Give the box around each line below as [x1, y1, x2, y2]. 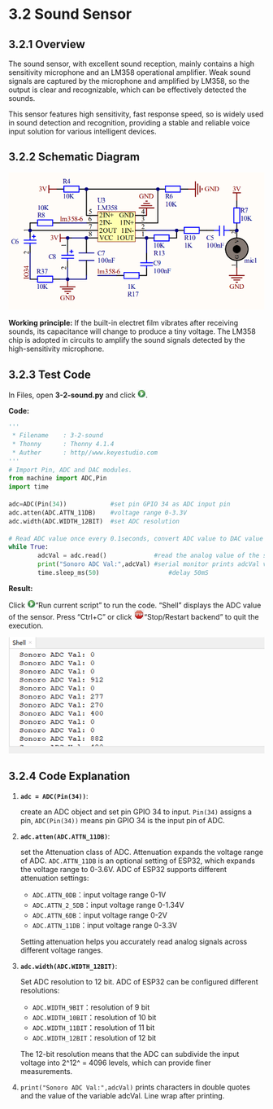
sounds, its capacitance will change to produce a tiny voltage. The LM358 [8, 327, 256, 336]
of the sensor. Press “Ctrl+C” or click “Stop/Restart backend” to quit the [8, 611, 259, 621]
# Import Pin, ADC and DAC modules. [8, 466, 132, 474]
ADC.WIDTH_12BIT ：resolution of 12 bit [32, 1032, 157, 1042]
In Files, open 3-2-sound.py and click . [8, 390, 148, 400]
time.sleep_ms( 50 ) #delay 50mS [37, 569, 209, 577]
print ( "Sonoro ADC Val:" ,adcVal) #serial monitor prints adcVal [37, 560, 260, 568]
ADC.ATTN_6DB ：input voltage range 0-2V [32, 910, 168, 920]
